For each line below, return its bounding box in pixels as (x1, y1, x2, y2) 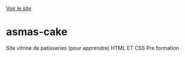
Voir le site (6, 5, 32, 12)
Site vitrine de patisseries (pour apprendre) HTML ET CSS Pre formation (6, 44, 180, 51)
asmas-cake (6, 26, 68, 38)
